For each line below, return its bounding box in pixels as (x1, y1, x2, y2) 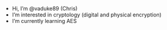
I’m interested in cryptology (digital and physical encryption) (11, 11, 162, 18)
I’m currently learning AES (11, 18, 77, 24)
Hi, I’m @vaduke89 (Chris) (11, 5, 78, 12)
